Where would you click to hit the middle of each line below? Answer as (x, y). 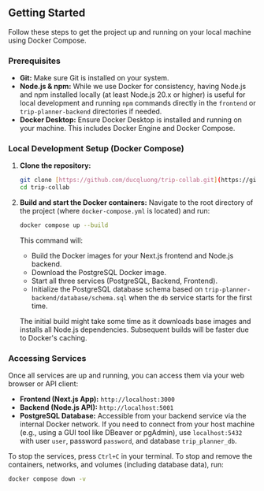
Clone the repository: (55, 166)
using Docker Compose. (47, 40)
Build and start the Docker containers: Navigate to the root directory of (136, 203)
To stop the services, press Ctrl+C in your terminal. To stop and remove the (130, 456)
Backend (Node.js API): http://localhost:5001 (97, 407)
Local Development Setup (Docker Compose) (97, 149)
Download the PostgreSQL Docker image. (99, 273)
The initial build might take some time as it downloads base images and (135, 322)
